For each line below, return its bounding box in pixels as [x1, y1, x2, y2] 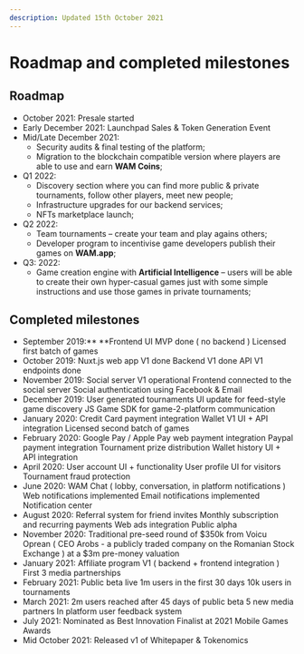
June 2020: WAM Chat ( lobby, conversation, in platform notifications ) [22, 481, 287, 492]
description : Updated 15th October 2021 [9, 13, 165, 23]
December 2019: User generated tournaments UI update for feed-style [22, 394, 287, 405]
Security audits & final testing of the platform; [35, 142, 205, 152]
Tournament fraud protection [22, 471, 131, 482]
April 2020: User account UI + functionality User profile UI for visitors [22, 462, 281, 473]
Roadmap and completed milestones [9, 52, 290, 73]
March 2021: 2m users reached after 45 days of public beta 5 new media [22, 596, 294, 608]
